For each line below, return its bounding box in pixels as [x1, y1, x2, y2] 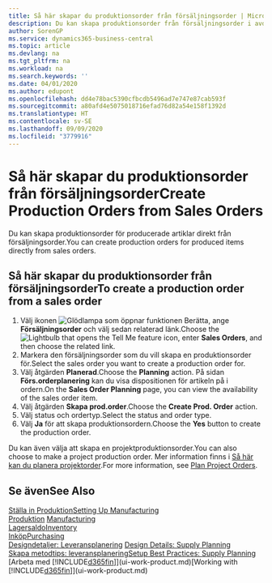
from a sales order [8, 294, 103, 308]
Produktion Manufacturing [8, 514, 96, 524]
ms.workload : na [8, 65, 63, 73]
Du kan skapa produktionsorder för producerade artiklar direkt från [8, 228, 232, 238]
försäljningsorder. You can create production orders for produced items [8, 236, 244, 247]
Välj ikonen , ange [19, 316, 229, 326]
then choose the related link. [19, 342, 116, 351]
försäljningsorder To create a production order [8, 281, 244, 296]
